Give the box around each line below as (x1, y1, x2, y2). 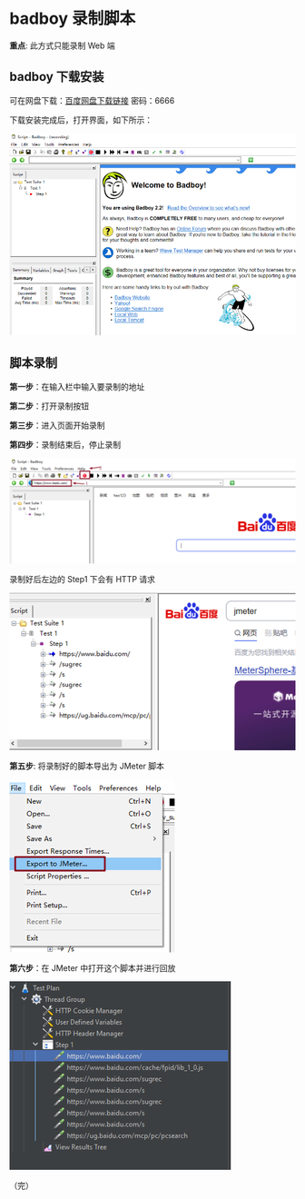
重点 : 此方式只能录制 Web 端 (9, 40, 115, 51)
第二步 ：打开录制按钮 (9, 401, 89, 411)
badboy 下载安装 (9, 69, 104, 84)
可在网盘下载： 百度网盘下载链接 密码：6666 (9, 94, 175, 105)
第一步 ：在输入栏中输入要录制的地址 (9, 381, 145, 391)
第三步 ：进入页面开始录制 (9, 420, 105, 431)
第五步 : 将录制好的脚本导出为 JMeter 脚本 (9, 760, 165, 771)
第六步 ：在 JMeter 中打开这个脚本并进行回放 (9, 962, 176, 973)
